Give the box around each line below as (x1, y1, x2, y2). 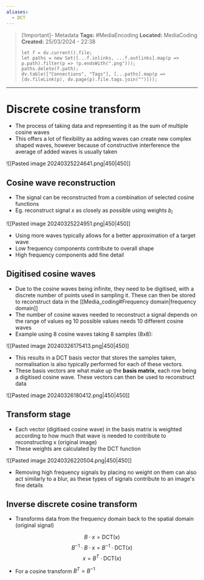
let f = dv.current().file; (21, 49, 92, 55)
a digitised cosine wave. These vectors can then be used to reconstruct (15, 373, 195, 381)
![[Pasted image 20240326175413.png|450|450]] (6, 342, 129, 349)
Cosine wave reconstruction (6, 177, 116, 188)
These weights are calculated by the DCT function (15, 445, 141, 452)
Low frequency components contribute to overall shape (15, 245, 154, 252)
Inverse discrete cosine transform (6, 499, 138, 509)
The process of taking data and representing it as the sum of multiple (15, 122, 188, 130)
